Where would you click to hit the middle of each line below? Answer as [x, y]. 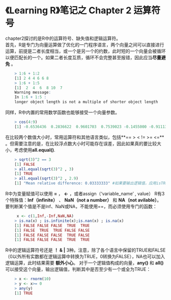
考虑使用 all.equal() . [35, 150]
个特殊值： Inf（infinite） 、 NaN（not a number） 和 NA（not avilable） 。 [83, 200]
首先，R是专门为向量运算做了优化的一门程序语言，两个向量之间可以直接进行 [85, 44]
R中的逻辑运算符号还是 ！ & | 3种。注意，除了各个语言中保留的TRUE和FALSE [85, 250]
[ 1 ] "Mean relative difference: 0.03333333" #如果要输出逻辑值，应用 [85, 183]
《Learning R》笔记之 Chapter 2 [68, 10]
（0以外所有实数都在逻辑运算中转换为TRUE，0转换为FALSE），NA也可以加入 [85, 257]
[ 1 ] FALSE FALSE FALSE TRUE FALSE [52, 235]
